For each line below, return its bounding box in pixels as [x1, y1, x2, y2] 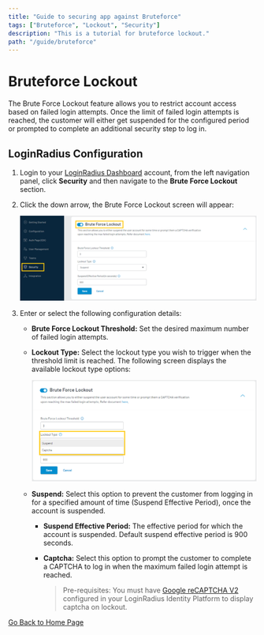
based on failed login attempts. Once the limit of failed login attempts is [8, 107, 240, 117]
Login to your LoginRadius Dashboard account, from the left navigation [19, 168, 250, 177]
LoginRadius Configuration [8, 147, 143, 160]
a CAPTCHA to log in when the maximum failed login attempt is [43, 562, 248, 572]
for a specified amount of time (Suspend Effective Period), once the [31, 498, 251, 507]
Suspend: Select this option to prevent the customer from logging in [31, 490, 254, 499]
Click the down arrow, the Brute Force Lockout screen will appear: [19, 200, 235, 209]
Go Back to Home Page [8, 618, 84, 627]
